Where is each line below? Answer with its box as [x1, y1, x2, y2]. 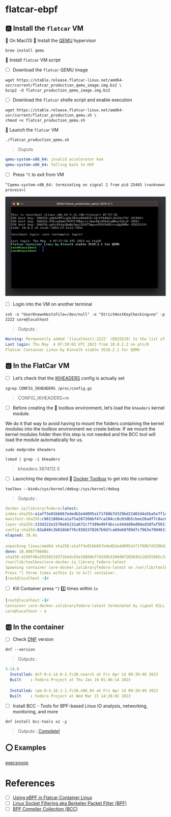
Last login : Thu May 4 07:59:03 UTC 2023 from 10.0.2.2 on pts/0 [5, 342, 149, 347]
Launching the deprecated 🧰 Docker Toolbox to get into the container [12, 475, 158, 482]
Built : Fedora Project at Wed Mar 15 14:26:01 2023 [10, 693, 131, 699]
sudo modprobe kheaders [5, 447, 56, 452]
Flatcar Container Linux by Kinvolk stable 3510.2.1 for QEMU [5, 347, 140, 352]
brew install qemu [5, 48, 44, 53]
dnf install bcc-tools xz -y [5, 719, 67, 724]
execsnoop [5, 759, 29, 765]
